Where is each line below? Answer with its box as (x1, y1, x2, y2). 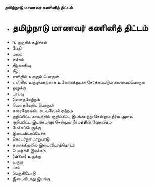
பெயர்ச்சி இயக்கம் (12, 147, 46, 153)
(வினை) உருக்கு (12, 153, 41, 159)
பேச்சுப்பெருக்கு (12, 124, 41, 130)
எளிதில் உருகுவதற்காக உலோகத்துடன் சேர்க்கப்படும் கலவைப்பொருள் (12, 79, 146, 85)
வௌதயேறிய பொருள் (12, 102, 54, 108)
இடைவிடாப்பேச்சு (12, 130, 46, 136)
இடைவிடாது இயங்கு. (12, 175, 52, 181)
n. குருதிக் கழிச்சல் (12, 39, 47, 45)
